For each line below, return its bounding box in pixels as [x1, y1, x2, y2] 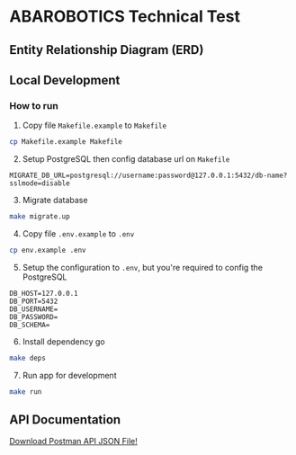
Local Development [9, 72, 121, 87]
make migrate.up [9, 212, 70, 221]
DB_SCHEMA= [9, 320, 50, 329]
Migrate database [22, 195, 88, 206]
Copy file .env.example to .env [22, 228, 135, 239]
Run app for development [22, 370, 117, 380]
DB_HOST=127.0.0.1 [9, 289, 78, 298]
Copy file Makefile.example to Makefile [22, 120, 167, 131]
